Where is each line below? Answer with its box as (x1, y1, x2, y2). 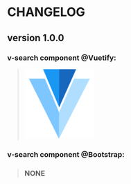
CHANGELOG (7, 4, 85, 20)
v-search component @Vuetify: (7, 53, 116, 63)
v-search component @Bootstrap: (7, 149, 125, 159)
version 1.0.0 (7, 32, 64, 44)
